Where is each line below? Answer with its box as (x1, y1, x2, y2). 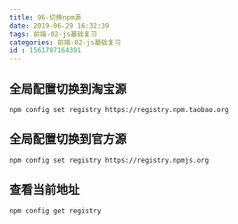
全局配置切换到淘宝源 (9, 81, 127, 96)
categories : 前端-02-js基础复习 (9, 37, 122, 47)
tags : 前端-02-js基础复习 (9, 29, 98, 38)
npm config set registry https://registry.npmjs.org (9, 156, 209, 164)
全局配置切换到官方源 (9, 132, 127, 147)
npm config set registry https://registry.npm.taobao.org (9, 105, 229, 114)
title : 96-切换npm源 (9, 12, 82, 22)
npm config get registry (9, 206, 102, 215)
